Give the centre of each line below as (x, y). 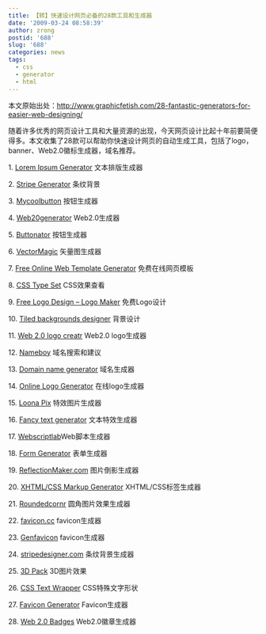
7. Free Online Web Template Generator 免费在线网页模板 (101, 268)
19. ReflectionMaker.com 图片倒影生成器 (74, 470)
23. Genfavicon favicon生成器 (57, 537)
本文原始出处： (32, 105)
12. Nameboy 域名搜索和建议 (55, 352)
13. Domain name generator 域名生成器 (72, 369)
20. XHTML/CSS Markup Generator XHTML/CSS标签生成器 (105, 487)
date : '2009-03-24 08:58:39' (56, 23)
